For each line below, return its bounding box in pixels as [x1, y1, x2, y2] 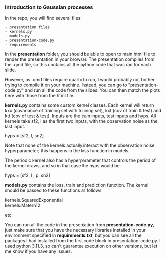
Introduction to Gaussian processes [5, 4, 93, 11]
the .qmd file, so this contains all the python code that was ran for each [5, 62, 151, 68]
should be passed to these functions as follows [5, 187, 102, 193]
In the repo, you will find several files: [5, 15, 82, 21]
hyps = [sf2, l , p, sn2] [5, 172, 51, 178]
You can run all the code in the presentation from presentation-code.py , [5, 222, 154, 228]
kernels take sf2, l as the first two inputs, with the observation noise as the [5, 118, 158, 124]
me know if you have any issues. [5, 248, 72, 254]
